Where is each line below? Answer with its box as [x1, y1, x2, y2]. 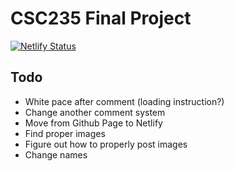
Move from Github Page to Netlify [24, 117, 163, 129]
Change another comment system [24, 106, 166, 118]
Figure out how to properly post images [24, 138, 188, 150]
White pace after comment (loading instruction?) [24, 95, 225, 107]
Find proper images [24, 127, 106, 139]
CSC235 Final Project [10, 7, 192, 30]
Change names [24, 148, 88, 161]
